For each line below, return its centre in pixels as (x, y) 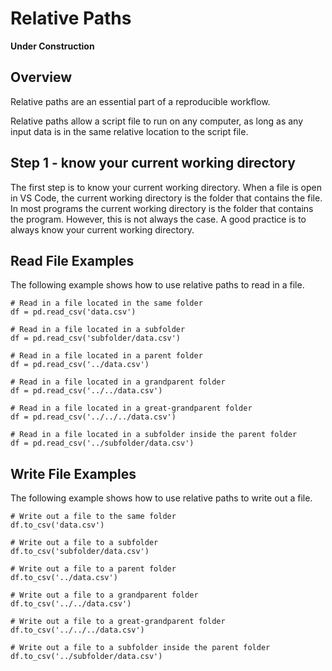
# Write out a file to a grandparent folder (104, 595)
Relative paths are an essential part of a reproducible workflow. (140, 101)
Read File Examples (72, 260)
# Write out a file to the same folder (93, 517)
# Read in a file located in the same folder (106, 303)
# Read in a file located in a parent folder (106, 356)
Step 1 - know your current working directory (153, 163)
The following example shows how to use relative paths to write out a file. (161, 498)
